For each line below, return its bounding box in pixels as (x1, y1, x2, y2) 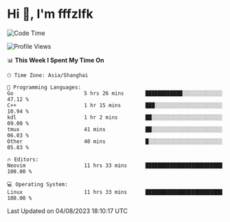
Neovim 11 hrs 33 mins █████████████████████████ (7, 162, 223, 169)
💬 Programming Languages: (7, 84, 81, 91)
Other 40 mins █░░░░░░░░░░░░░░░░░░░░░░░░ (7, 137, 223, 145)
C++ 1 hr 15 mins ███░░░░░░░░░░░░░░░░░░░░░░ (7, 102, 223, 109)
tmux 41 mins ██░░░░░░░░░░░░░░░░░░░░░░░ (7, 126, 223, 133)
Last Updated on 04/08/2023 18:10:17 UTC (7, 206, 128, 215)
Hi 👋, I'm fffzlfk (7, 6, 94, 22)
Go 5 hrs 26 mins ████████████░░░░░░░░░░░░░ (7, 89, 223, 97)
